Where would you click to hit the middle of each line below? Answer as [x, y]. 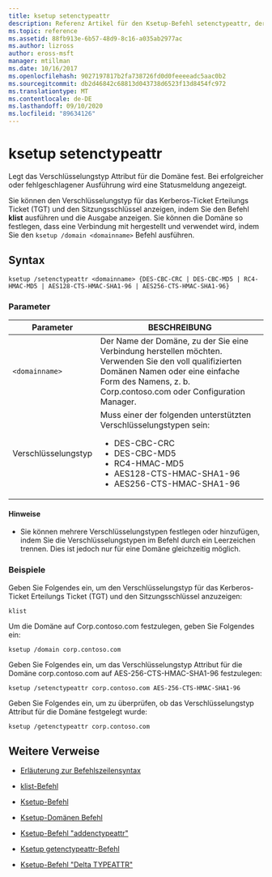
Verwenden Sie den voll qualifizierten [171, 361]
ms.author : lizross [41, 46]
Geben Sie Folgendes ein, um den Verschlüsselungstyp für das [113, 587]
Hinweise [24, 513]
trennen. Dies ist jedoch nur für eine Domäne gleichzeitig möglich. [130, 549]
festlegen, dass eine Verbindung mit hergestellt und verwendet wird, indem [134, 226]
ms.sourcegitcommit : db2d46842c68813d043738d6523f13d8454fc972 [117, 83]
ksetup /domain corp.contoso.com [65, 649]
